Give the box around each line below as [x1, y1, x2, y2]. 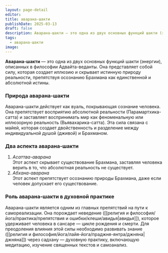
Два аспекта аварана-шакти [5, 142, 79, 149]
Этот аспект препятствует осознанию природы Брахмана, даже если [12, 175, 161, 181]
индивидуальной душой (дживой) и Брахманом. [5, 130, 108, 136]
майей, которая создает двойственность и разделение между [5, 125, 139, 131]
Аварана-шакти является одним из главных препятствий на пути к [5, 204, 148, 210]
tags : [5, 36, 16, 41]
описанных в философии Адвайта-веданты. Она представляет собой [5, 64, 152, 70]
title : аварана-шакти [5, 17, 50, 22]
